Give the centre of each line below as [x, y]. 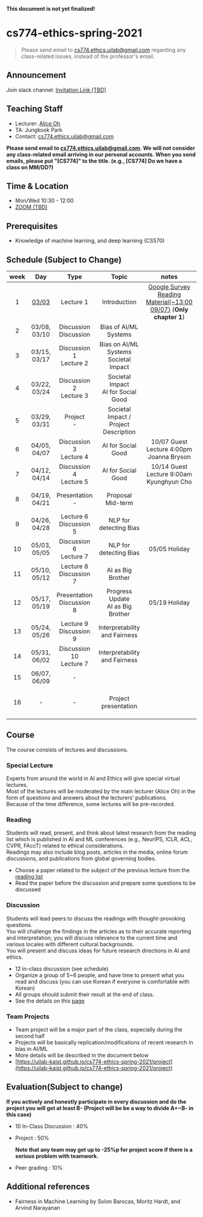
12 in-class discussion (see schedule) [62, 969]
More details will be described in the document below [82, 1055]
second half [30, 1036]
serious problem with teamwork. [57, 1156]
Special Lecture [30, 765]
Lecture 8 [75, 566]
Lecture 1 [75, 302]
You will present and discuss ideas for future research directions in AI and [98, 951]
